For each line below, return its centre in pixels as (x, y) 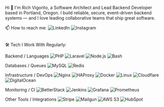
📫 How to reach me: (26, 28)
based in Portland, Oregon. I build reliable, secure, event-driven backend (78, 13)
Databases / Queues (26, 66)
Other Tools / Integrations (31, 99)
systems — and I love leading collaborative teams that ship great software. (80, 18)
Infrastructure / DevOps (29, 75)
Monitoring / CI (20, 90)
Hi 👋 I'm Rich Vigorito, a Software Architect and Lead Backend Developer (79, 8)
